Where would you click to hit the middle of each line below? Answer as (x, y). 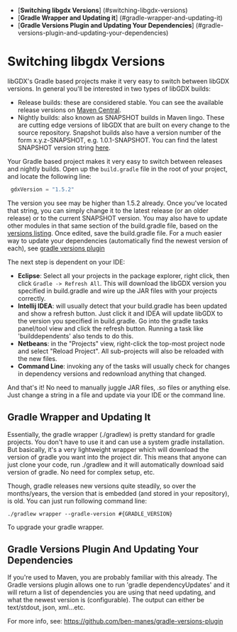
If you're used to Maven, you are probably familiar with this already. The (112, 577)
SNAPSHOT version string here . (64, 148)
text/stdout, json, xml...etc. (46, 608)
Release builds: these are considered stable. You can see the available (120, 102)
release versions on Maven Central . (70, 110)
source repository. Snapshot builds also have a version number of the (119, 132)
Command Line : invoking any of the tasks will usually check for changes (124, 366)
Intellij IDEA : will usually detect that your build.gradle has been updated (122, 306)
